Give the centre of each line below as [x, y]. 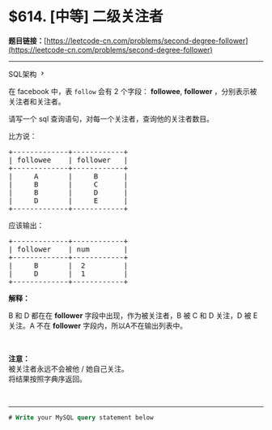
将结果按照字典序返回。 [47, 379]
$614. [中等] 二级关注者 [86, 17]
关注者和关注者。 [37, 101]
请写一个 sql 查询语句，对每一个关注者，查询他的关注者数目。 [111, 118]
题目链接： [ [28, 41]
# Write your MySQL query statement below [81, 417]
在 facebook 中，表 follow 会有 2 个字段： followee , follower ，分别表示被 [133, 91]
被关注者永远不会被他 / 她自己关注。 [68, 368]
